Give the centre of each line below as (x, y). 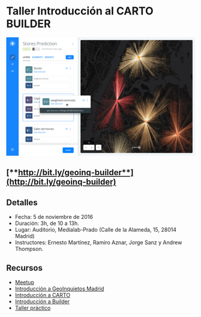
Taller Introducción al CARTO (80, 11)
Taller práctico (33, 307)
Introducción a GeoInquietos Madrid (59, 288)
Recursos (25, 268)
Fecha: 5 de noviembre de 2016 (54, 217)
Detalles (22, 202)
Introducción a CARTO (43, 295)
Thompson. (29, 249)
